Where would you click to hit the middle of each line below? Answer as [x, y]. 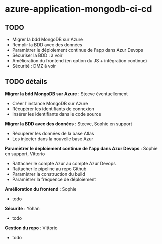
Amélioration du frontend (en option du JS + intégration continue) [80, 61]
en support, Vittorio [25, 154]
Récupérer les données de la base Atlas [53, 133]
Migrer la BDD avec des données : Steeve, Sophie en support [69, 124]
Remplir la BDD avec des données [47, 45]
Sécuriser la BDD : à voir [37, 55]
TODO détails [26, 82]
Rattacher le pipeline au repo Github [49, 169]
